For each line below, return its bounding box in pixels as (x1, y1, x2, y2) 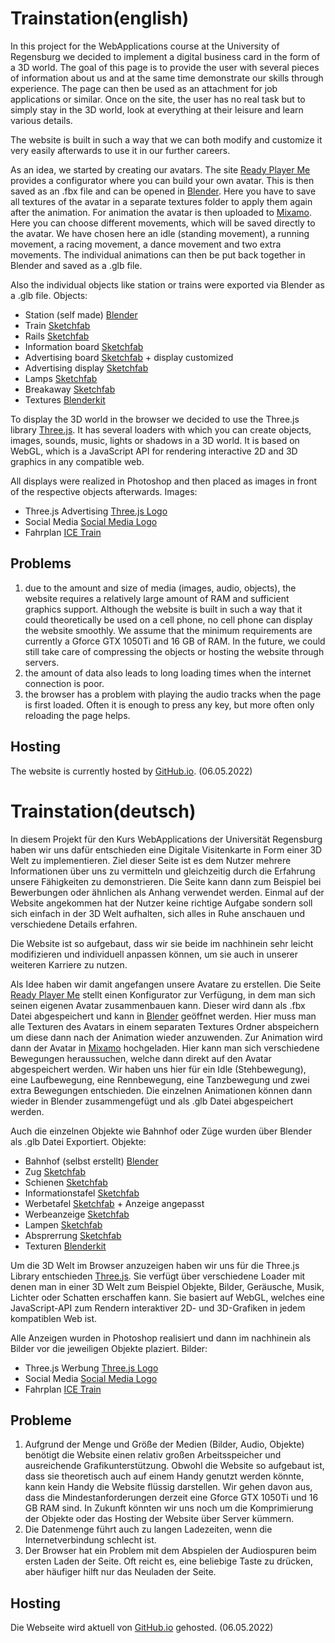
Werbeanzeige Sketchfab (24, 1208, 130, 1220)
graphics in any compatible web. (10, 455, 145, 467)
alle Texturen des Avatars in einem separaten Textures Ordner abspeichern (10, 1020, 320, 1032)
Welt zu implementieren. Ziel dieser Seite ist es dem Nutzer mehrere (10, 854, 292, 866)
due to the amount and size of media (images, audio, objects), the (24, 582, 297, 594)
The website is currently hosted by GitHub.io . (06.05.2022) (10, 765, 253, 777)
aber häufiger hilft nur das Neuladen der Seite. (24, 1566, 217, 1578)
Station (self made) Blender (24, 308, 138, 321)
